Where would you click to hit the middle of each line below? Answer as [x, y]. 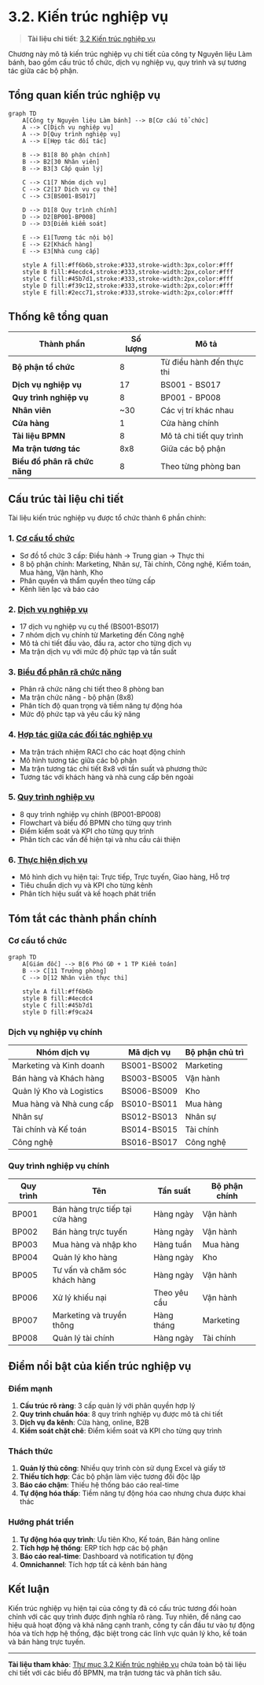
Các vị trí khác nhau [197, 410]
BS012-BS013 [150, 1117]
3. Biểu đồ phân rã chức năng [65, 671]
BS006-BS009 [150, 1092]
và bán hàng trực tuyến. [47, 1642]
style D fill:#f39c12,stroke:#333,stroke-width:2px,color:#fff [128, 286]
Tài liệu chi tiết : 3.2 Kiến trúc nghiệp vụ [91, 39]
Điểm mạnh [31, 1388]
